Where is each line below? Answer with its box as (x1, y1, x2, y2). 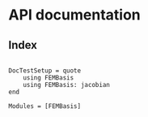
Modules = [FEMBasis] (8, 102, 82, 110)
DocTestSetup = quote (8, 67, 82, 75)
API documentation (8, 6, 142, 24)
